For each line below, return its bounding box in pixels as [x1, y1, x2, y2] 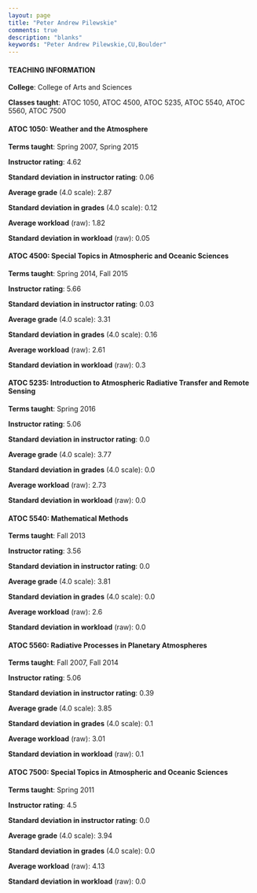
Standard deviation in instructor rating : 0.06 [8, 172, 155, 182]
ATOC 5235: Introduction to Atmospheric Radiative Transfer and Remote [8, 378, 250, 388]
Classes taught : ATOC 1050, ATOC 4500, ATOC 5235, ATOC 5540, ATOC [8, 98, 245, 107]
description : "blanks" [8, 33, 83, 42]
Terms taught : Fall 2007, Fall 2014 [8, 658, 119, 667]
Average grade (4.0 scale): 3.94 [8, 831, 112, 840]
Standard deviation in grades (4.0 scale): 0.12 [8, 202, 158, 212]
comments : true [8, 26, 58, 34]
